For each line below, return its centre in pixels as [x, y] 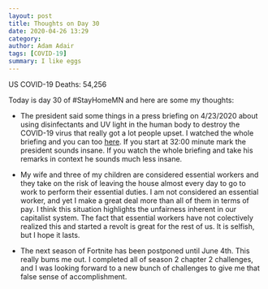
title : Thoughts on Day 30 [54, 24]
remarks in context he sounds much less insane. [101, 158]
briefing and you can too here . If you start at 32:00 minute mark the [133, 141]
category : [25, 39]
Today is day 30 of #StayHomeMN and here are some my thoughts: [121, 100]
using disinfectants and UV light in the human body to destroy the [130, 124]
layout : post [30, 16]
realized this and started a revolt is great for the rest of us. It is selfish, [137, 226]
